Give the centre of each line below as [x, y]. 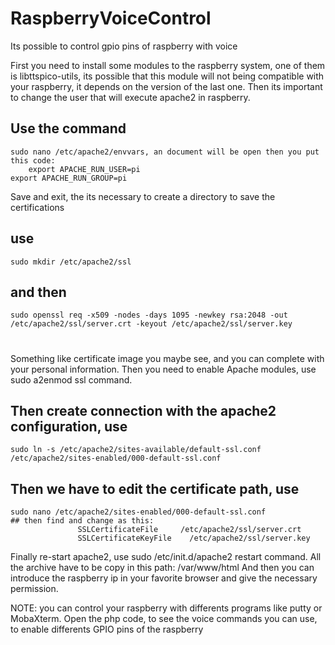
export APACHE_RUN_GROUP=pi [69, 178]
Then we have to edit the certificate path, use [155, 488]
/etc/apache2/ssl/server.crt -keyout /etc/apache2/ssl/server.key [151, 324]
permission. [34, 589]
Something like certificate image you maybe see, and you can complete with [167, 358]
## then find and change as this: [82, 521]
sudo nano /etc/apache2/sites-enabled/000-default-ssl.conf [138, 512]
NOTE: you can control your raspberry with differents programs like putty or [166, 608]
